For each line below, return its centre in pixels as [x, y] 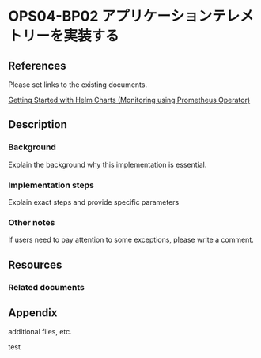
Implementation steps [51, 185]
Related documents [47, 287]
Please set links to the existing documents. [78, 85]
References [37, 65]
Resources [35, 264]
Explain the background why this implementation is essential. [108, 164]
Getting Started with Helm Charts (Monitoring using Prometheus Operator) [129, 100]
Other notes [32, 222]
